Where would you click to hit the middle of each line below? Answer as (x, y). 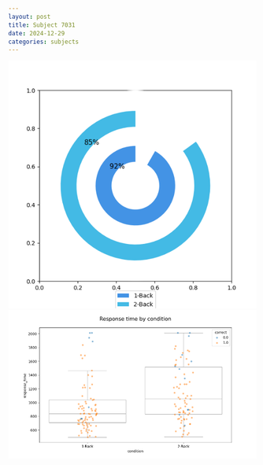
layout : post (30, 17)
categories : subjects (44, 42)
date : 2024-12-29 (37, 33)
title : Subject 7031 (42, 25)
